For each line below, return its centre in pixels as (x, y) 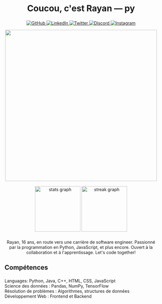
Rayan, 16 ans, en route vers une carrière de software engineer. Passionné (81, 242)
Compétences (26, 267)
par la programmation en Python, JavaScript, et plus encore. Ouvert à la (81, 247)
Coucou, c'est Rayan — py (81, 8)
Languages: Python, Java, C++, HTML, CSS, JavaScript (60, 281)
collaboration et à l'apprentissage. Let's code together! (81, 253)
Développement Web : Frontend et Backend (48, 296)
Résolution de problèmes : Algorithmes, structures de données (67, 291)
